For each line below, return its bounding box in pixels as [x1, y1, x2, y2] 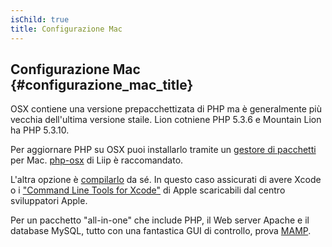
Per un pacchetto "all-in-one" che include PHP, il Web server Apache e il [10, 214, 310, 226]
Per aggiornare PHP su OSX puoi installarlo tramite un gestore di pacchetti [10, 144, 317, 156]
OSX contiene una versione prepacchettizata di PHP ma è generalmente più [10, 103, 322, 115]
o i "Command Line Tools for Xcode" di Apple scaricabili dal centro [10, 184, 286, 196]
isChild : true [10, 14, 70, 25]
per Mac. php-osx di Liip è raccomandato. [10, 154, 184, 166]
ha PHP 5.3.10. [10, 124, 70, 136]
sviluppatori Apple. [10, 195, 88, 207]
